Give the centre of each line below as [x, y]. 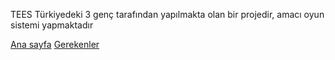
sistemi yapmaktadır [52, 25]
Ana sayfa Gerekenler [55, 44]
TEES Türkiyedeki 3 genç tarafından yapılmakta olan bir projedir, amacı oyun [167, 14]
